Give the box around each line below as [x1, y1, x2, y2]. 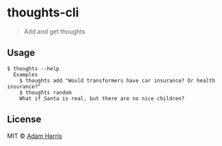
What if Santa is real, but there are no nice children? [19, 95, 185, 102]
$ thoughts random [19, 89, 72, 96]
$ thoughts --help [7, 65, 59, 72]
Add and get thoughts [23, 27, 85, 35]
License [7, 114, 42, 126]
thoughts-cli [7, 5, 79, 20]
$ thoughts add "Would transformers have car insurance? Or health [19, 77, 215, 84]
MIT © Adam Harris [7, 132, 63, 140]
